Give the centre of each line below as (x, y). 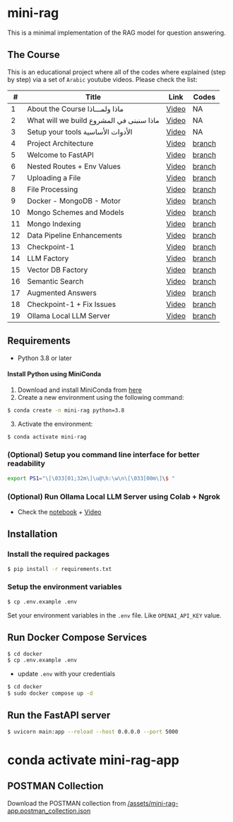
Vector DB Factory (58, 270)
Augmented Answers (62, 293)
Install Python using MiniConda (54, 374)
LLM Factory (48, 258)
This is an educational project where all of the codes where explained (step (116, 71)
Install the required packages (59, 555)
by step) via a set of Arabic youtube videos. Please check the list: (102, 79)
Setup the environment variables (65, 587)
